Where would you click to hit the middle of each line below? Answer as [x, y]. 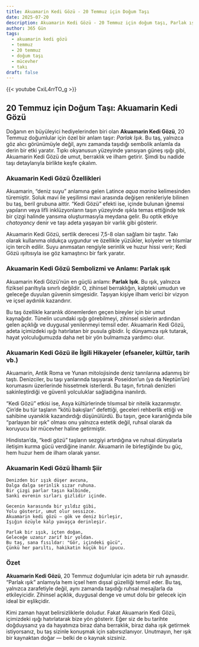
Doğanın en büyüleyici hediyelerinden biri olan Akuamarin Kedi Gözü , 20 [95, 132]
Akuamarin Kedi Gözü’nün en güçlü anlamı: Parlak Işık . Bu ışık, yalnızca [93, 281]
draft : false [22, 72]
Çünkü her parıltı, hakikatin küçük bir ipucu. [66, 548]
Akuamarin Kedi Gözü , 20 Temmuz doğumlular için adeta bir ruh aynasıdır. [98, 576]
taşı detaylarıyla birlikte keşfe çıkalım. [52, 163]
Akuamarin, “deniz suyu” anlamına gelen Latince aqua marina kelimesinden [98, 191]
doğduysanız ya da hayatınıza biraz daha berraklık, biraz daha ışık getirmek [98, 625]
